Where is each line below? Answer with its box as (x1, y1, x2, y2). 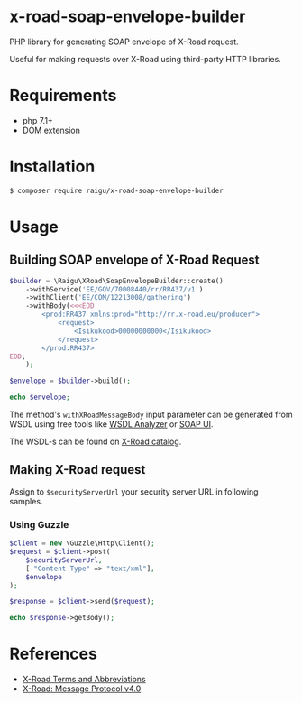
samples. (9, 495, 43, 506)
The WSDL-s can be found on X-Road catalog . (9, 436, 182, 448)
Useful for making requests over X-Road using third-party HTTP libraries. (9, 53, 281, 64)
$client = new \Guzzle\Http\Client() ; (9, 539, 155, 548)
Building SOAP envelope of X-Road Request (9, 253, 260, 268)
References (9, 643, 97, 664)
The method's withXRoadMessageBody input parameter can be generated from (9, 409, 293, 421)
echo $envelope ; (9, 393, 70, 402)
